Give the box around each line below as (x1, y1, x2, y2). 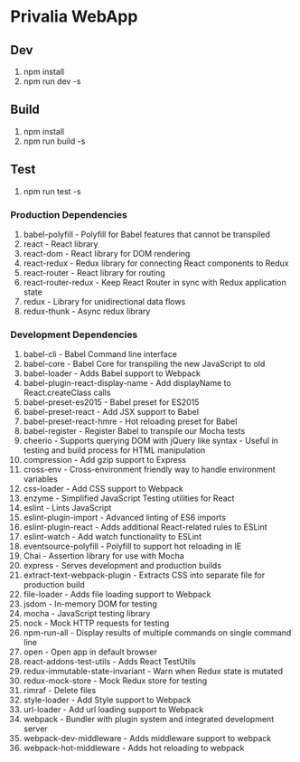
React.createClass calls (23, 387, 111, 399)
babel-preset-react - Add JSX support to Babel (23, 407, 200, 418)
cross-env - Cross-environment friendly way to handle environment (23, 464, 277, 475)
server (23, 723, 48, 734)
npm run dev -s (23, 76, 81, 87)
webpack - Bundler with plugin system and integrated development (23, 714, 275, 725)
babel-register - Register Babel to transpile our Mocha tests (23, 426, 246, 437)
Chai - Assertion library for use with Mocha (23, 550, 184, 561)
